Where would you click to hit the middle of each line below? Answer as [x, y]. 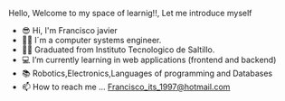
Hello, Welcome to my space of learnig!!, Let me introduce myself [130, 13]
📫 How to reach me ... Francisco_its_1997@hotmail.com [126, 87]
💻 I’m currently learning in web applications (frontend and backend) [149, 60]
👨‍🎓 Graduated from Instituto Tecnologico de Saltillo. [118, 50]
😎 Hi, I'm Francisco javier [70, 30]
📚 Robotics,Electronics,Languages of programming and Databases [147, 73]
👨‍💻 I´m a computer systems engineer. [91, 40]
